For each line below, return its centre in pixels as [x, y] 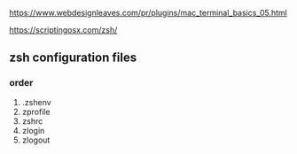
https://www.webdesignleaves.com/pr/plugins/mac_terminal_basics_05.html [148, 13]
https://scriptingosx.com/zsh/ [63, 30]
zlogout [36, 140]
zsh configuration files [73, 58]
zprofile [36, 112]
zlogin [33, 130]
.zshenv [36, 102]
